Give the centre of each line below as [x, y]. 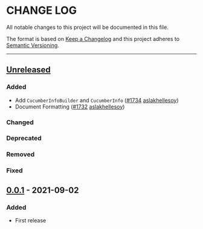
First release [31, 220]
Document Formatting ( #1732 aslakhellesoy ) [70, 107]
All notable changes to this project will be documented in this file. [88, 27]
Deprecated [24, 138]
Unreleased [29, 70]
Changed [20, 122]
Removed [21, 154]
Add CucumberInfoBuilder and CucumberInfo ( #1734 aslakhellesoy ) [97, 100]
